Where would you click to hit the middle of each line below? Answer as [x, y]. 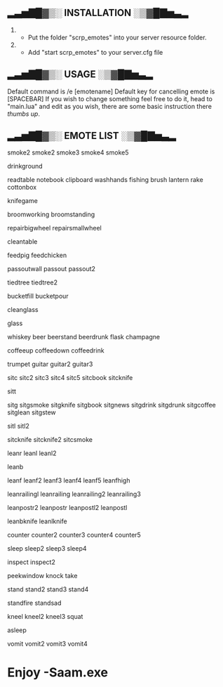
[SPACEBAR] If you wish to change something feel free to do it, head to [110, 98]
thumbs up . [24, 114]
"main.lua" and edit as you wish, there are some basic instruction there [110, 106]
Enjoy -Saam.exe [58, 672]
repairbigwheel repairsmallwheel [54, 228]
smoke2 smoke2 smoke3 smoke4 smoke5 [68, 152]
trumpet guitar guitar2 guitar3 [50, 364]
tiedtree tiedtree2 [33, 282]
